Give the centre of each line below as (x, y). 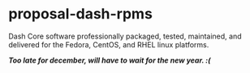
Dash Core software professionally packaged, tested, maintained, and (125, 36)
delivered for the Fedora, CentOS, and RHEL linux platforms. (109, 44)
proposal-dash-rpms (80, 14)
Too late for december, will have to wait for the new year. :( (110, 60)
